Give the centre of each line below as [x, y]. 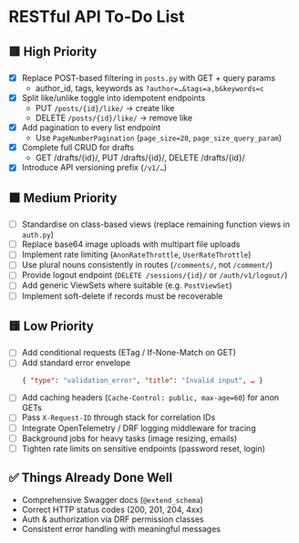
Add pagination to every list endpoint [91, 128]
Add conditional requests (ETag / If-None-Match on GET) [129, 353]
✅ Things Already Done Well [91, 478]
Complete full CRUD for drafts [77, 148]
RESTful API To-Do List [97, 17]
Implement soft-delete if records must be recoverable [122, 296]
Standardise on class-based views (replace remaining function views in [156, 224]
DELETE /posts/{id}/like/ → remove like [114, 118]
